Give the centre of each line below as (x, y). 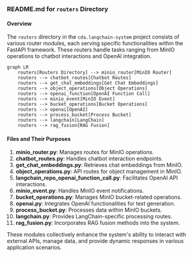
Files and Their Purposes (39, 138)
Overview (19, 24)
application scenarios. (34, 247)
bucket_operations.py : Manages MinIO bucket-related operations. (99, 197)
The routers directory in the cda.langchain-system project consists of (93, 37)
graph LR (18, 67)
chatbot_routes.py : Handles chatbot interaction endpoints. (89, 158)
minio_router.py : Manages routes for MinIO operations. (85, 152)
